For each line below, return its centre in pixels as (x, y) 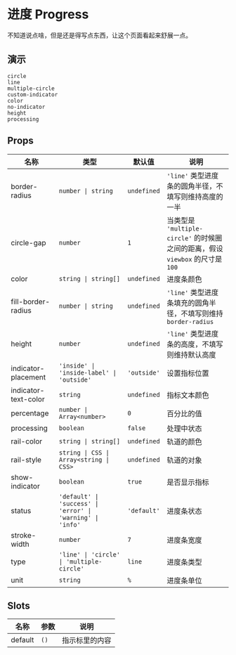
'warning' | (79, 518)
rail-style (26, 460)
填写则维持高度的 (195, 196)
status (21, 510)
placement (28, 377)
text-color (28, 399)
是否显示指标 (188, 482)
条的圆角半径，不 (195, 186)
